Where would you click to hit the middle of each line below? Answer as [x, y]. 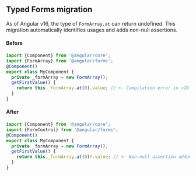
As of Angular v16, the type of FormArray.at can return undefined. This [91, 23]
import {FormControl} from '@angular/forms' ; [62, 130]
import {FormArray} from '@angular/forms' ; [60, 61]
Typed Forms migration [49, 10]
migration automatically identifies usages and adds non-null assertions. [92, 30]
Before [15, 43]
